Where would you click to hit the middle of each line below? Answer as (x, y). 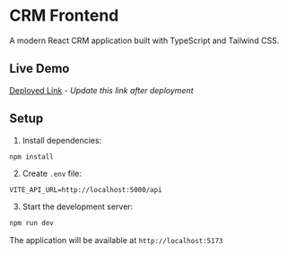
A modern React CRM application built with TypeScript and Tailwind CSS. (144, 40)
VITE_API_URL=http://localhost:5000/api (86, 190)
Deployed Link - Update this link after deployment (101, 90)
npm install (31, 157)
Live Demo (39, 69)
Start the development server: (78, 206)
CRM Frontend (64, 16)
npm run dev (31, 223)
